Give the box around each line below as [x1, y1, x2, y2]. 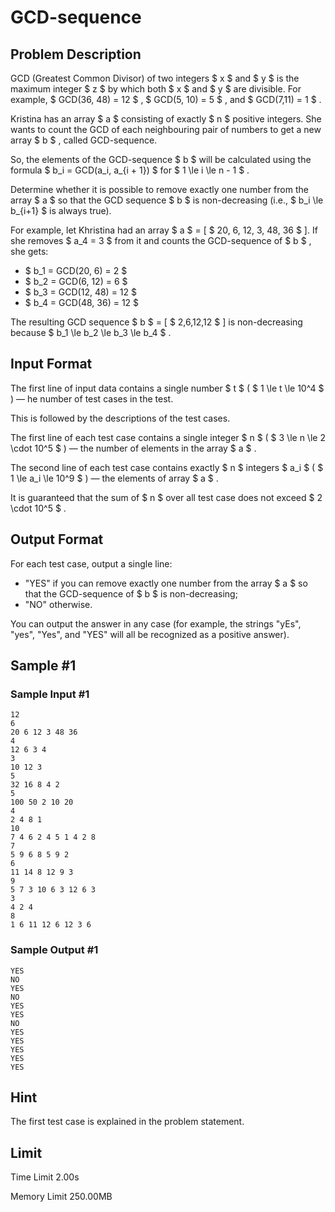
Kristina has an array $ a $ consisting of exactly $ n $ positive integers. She [10, 113, 322, 125]
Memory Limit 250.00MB [10, 1191, 113, 1203]
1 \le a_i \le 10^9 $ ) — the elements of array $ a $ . [10, 472, 219, 484]
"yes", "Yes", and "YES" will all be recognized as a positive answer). [10, 628, 290, 640]
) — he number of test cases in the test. [10, 392, 174, 405]
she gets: [10, 246, 49, 257]
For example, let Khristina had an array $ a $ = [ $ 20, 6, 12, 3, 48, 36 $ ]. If [10, 224, 318, 236]
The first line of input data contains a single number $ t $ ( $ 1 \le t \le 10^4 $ [10, 382, 325, 394]
